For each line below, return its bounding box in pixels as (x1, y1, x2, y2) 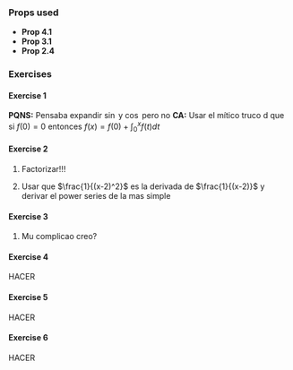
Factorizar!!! (21, 164, 66, 175)
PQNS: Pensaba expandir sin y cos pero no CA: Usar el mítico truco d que (8, 110, 285, 121)
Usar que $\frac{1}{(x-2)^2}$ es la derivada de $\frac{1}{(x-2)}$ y (21, 181, 265, 192)
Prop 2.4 (21, 46, 55, 56)
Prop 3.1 (21, 36, 53, 47)
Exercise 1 (8, 90, 47, 100)
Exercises (8, 68, 53, 81)
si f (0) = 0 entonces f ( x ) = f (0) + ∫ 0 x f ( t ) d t (8, 119, 160, 133)
